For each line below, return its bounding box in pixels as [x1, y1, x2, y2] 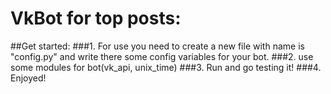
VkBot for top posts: [10, 7, 182, 30]
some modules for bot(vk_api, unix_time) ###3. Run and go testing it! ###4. [10, 61, 322, 73]
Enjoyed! [10, 72, 47, 84]
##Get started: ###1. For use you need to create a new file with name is [10, 40, 305, 52]
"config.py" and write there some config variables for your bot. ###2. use [10, 50, 314, 62]
